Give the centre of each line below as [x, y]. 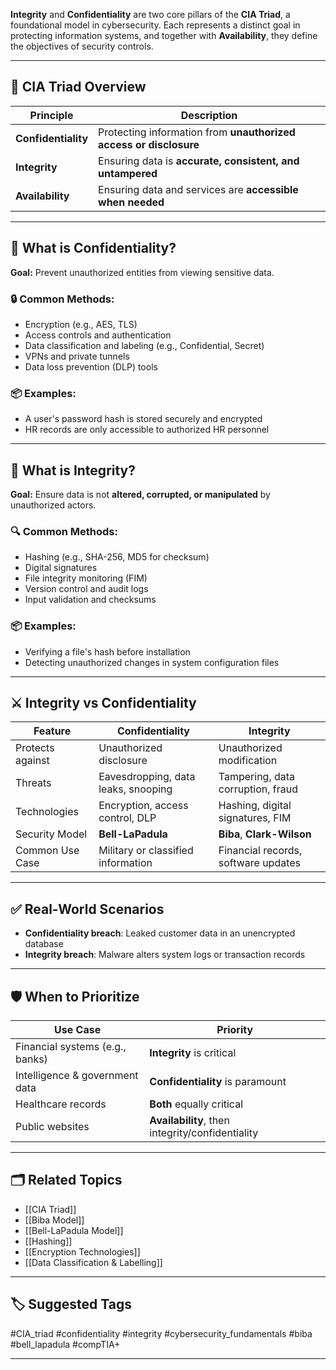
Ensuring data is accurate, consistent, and [199, 161]
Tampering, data [257, 777]
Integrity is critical [193, 1053]
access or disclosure [149, 144]
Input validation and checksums [90, 600]
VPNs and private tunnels [77, 356]
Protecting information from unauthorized [197, 132]
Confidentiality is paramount [218, 1082]
